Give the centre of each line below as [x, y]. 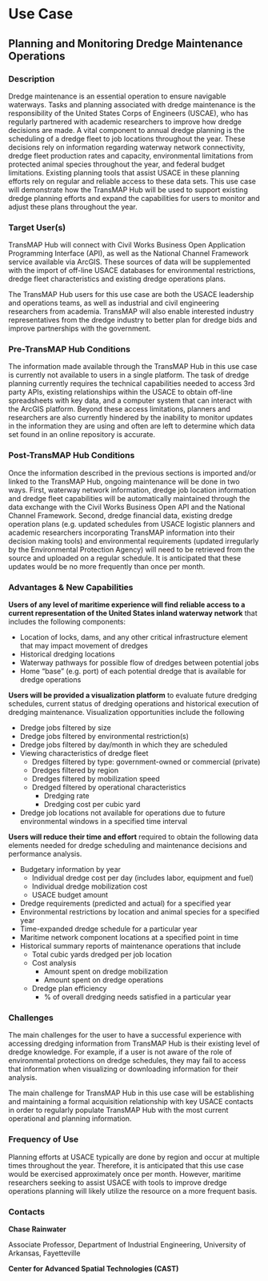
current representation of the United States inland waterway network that [133, 613]
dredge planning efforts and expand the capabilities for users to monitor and [134, 198]
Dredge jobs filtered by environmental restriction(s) [104, 737]
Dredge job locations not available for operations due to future [122, 813]
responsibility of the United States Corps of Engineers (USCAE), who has [128, 113]
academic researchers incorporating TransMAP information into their [122, 532]
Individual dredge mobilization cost [90, 886]
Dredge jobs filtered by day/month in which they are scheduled [124, 745]
